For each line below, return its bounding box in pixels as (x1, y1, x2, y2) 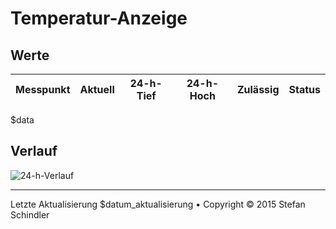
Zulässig (236, 83, 280, 96)
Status (288, 83, 321, 96)
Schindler (10, 208, 50, 221)
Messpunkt (15, 83, 71, 96)
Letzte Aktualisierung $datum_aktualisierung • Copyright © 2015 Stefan (10, 198, 306, 210)
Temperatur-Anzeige (10, 7, 188, 30)
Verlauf (10, 143, 58, 160)
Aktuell (79, 83, 115, 96)
